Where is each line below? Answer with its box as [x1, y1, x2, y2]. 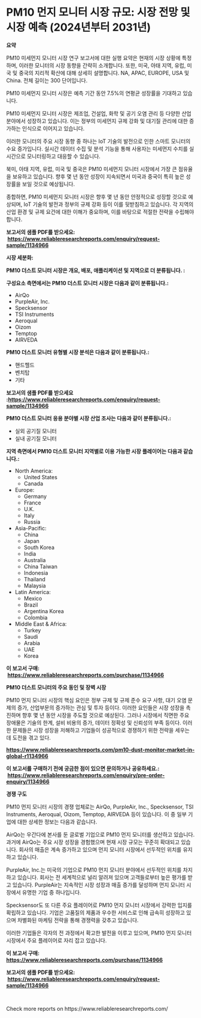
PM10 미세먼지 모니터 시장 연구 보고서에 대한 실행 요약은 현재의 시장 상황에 [6, 54, 181, 61]
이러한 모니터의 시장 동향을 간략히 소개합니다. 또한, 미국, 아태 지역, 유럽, [19, 61, 186, 69]
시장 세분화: [6, 253, 34, 261]
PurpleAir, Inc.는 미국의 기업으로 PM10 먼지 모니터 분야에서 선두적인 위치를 [6, 866, 182, 873]
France [23, 499, 42, 506]
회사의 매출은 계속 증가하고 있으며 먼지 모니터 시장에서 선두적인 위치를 [19, 846, 182, 853]
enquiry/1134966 [6, 778, 50, 785]
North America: [14, 467, 53, 474]
